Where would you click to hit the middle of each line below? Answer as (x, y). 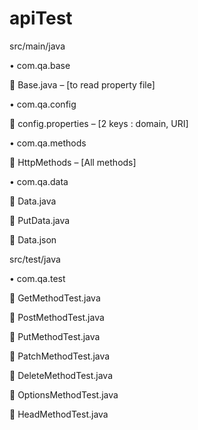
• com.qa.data (39, 181)
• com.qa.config (43, 104)
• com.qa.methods (48, 143)
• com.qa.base (40, 65)
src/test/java (35, 259)
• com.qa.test (37, 278)
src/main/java (37, 46)
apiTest (41, 18)
